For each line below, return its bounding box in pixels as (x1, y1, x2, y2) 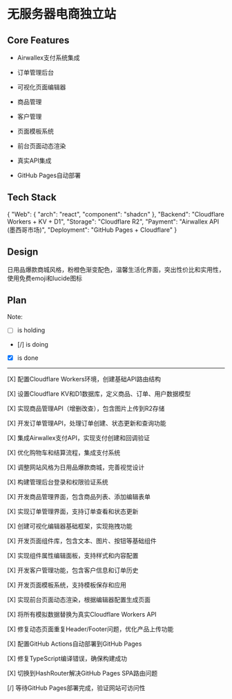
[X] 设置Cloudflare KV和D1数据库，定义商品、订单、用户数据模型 (7, 389, 191, 398)
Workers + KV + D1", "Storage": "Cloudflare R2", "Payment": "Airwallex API (7, 217, 220, 226)
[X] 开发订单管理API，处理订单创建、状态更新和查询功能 (7, 419, 167, 427)
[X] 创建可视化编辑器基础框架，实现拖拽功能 (7, 522, 133, 530)
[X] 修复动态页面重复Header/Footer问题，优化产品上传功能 (7, 624, 174, 633)
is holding (17, 326, 46, 334)
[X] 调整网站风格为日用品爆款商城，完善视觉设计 (7, 463, 145, 471)
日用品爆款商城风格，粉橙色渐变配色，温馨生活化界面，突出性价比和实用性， (7, 265, 225, 273)
